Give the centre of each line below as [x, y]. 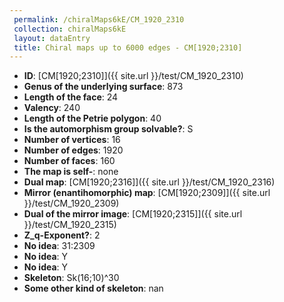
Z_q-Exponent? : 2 [62, 235]
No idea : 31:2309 [59, 246]
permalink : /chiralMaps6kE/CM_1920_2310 [99, 19]
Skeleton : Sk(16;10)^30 [71, 278]
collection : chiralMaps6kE [70, 29]
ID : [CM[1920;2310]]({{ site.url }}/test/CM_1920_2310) [133, 76]
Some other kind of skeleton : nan [93, 288]
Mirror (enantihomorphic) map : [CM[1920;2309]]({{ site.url [147, 193]
